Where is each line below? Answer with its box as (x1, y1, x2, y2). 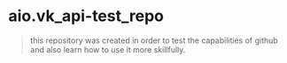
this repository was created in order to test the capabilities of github (29, 35, 278, 45)
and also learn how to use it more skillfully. (29, 44, 186, 54)
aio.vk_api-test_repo (8, 6, 165, 26)
